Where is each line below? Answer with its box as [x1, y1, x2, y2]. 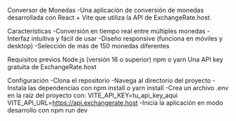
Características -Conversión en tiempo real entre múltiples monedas [7, 27, 206, 35]
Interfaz [7, 34, 30, 43]
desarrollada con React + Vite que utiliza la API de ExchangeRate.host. [7, 13, 212, 22]
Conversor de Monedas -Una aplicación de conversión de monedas [7, 6, 204, 14]
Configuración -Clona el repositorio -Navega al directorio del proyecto [7, 76, 211, 85]
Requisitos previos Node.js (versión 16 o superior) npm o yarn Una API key [7, 55, 223, 64]
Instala [7, 84, 27, 92]
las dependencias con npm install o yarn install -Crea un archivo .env [27, 84, 229, 92]
